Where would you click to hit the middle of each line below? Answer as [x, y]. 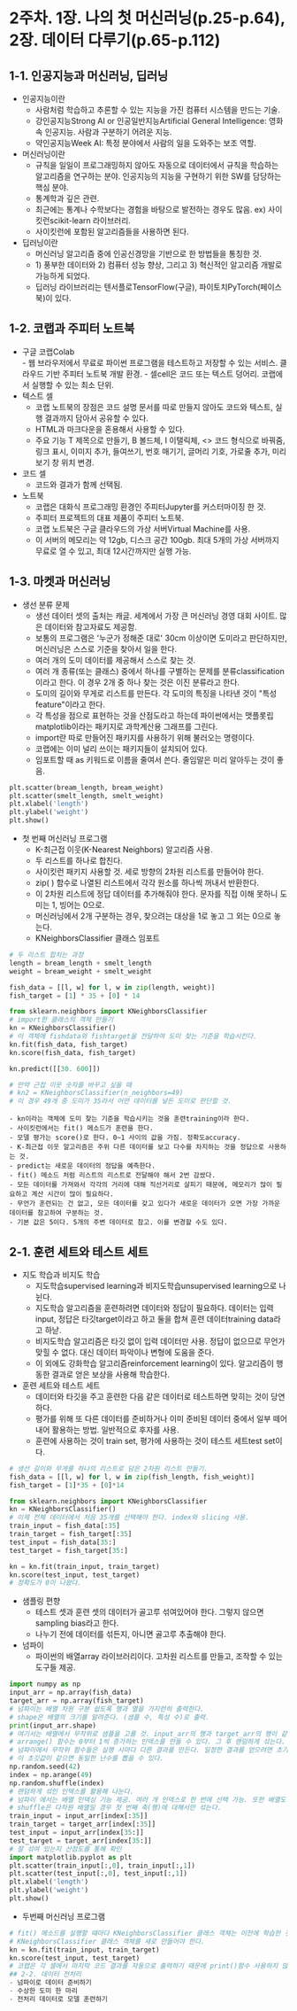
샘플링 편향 [41, 1601]
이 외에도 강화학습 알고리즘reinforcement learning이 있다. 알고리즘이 [154, 1363]
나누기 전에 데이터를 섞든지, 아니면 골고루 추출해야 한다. [131, 1634]
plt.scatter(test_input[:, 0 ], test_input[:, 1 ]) [99, 1874]
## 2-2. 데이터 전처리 [46, 1975]
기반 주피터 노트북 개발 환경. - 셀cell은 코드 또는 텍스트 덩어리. [152, 374]
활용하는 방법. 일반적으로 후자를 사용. [115, 1429]
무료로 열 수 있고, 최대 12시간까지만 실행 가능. [113, 551]
